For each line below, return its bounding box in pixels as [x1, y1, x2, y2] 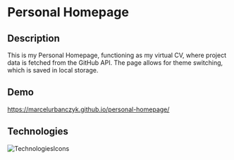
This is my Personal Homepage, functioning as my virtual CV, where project [7, 51, 227, 59]
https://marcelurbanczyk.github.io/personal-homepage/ [7, 105, 170, 113]
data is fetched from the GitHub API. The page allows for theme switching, [7, 59, 223, 67]
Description [7, 32, 60, 44]
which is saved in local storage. [7, 66, 99, 74]
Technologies [7, 125, 69, 137]
